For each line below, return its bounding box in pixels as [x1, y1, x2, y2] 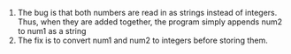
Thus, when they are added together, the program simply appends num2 [17, 17, 283, 27]
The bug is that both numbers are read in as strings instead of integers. [17, 8, 278, 17]
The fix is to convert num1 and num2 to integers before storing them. [17, 35, 268, 45]
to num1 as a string [17, 26, 87, 36]
